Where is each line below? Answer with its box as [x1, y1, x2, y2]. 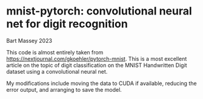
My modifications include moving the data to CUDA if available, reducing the [6, 80, 197, 87]
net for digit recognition [6, 17, 128, 31]
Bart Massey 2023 [6, 37, 53, 44]
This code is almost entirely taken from [6, 48, 104, 56]
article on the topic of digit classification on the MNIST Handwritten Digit [6, 62, 187, 69]
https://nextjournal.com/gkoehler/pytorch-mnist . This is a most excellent [6, 55, 187, 62]
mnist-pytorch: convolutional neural [6, 4, 192, 18]
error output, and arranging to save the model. [6, 86, 122, 93]
